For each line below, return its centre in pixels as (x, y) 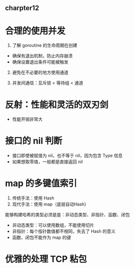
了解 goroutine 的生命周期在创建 (45, 45)
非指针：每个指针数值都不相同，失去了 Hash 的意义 (64, 232)
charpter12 (22, 8)
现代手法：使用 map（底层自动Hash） (51, 204)
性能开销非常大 (27, 119)
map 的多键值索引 (41, 184)
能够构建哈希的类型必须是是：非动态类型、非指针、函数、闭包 (67, 215)
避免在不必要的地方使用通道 (40, 72)
